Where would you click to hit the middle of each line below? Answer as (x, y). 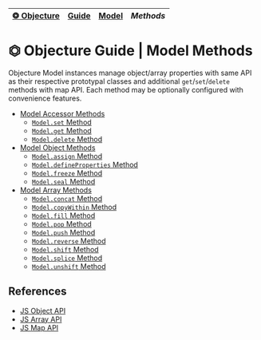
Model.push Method (63, 232)
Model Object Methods (57, 148)
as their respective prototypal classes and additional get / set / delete (119, 81)
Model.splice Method (67, 258)
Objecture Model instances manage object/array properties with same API (130, 73)
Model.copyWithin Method (74, 207)
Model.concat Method (67, 198)
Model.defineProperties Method (85, 164)
